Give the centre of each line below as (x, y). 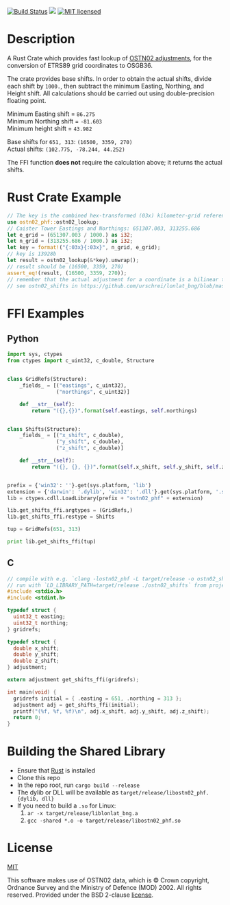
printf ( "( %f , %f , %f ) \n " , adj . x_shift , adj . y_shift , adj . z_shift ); (112, 711)
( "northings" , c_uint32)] (93, 392)
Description (41, 39)
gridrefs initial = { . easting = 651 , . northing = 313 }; (98, 698)
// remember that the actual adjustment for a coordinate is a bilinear (113, 279)
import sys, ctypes (35, 354)
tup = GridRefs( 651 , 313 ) (44, 529)
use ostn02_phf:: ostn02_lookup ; (53, 222)
